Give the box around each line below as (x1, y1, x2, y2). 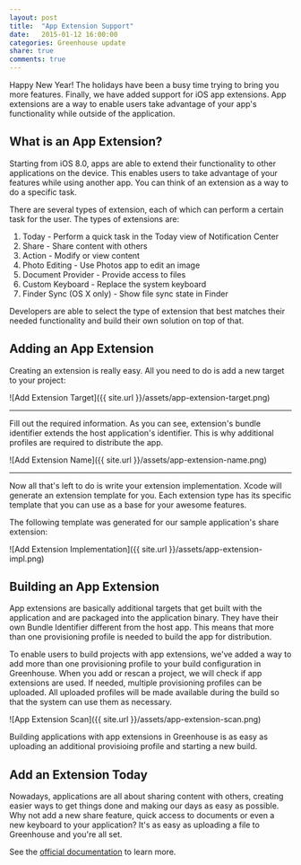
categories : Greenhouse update (9, 38, 126, 48)
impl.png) (9, 553, 45, 564)
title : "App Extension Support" (9, 22, 134, 31)
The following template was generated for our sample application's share (9, 516, 279, 527)
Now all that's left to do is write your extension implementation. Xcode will (9, 480, 282, 490)
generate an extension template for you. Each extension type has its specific (9, 490, 292, 500)
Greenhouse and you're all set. (9, 829, 123, 840)
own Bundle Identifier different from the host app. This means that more (9, 622, 275, 633)
